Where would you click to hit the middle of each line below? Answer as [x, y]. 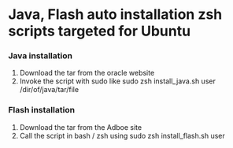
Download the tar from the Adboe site [81, 127]
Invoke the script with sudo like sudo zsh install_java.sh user [118, 81]
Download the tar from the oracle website [87, 73]
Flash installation [42, 110]
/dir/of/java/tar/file [49, 90]
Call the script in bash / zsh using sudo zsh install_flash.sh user [122, 135]
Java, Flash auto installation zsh [115, 15]
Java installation [41, 56]
